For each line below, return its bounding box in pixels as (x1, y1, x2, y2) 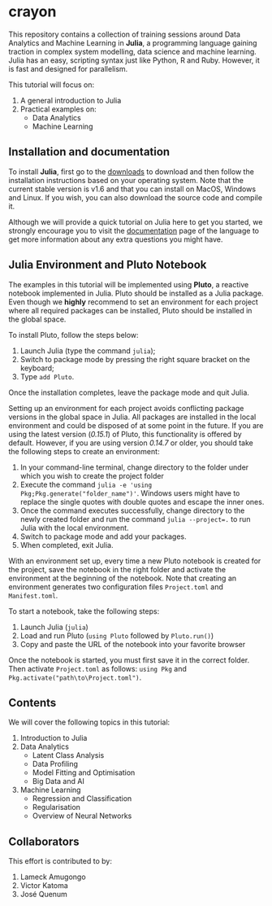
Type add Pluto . (19, 371, 75, 381)
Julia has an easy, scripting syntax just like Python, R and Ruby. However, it (8, 55, 260, 65)
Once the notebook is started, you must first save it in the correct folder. (8, 654, 250, 665)
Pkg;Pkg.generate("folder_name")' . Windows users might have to (19, 488, 240, 498)
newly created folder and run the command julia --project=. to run (19, 514, 251, 523)
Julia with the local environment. (19, 523, 129, 532)
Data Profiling (32, 759, 79, 769)
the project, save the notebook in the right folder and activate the (8, 564, 226, 574)
